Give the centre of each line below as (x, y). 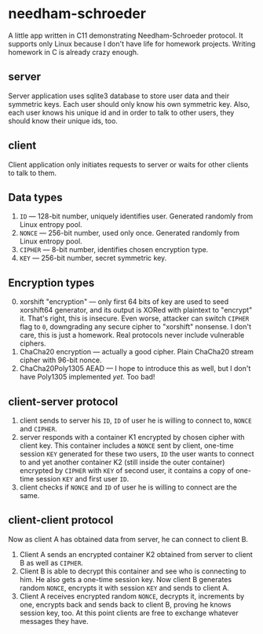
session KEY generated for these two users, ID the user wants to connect (137, 454)
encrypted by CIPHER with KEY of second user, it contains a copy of (126, 471)
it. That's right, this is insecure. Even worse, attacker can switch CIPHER (134, 318)
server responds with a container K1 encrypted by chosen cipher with (132, 437)
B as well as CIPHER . (51, 563)
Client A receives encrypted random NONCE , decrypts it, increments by (132, 596)
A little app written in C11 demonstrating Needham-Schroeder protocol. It (126, 35)
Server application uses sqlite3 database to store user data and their (119, 96)
